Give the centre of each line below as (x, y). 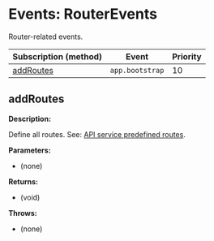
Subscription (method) (58, 56)
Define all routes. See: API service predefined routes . (97, 134)
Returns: (24, 181)
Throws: (23, 213)
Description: (30, 118)
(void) (30, 197)
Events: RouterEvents (83, 14)
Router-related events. (46, 37)
